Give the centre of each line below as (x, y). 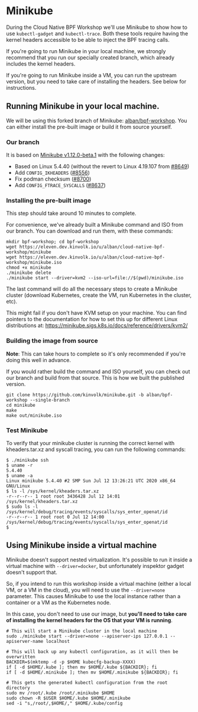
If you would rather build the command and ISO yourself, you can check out (98, 371)
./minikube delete (29, 273)
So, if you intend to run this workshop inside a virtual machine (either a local (99, 583)
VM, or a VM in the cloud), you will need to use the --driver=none (86, 590)
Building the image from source (52, 341)
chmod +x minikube (29, 268)
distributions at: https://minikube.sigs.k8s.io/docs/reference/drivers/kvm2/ (97, 325)
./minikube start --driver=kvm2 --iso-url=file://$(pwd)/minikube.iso (95, 278)
